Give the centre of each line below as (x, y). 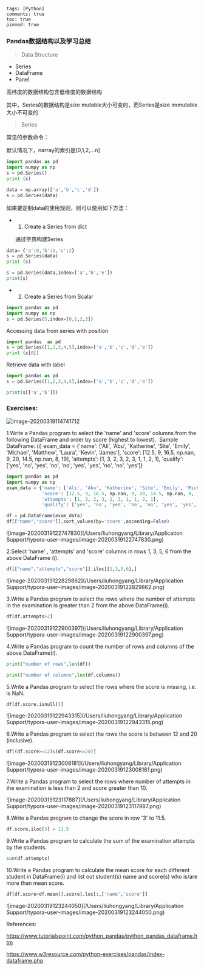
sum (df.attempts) (28, 859)
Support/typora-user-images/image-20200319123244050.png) (86, 912)
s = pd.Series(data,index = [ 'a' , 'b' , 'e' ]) (59, 273)
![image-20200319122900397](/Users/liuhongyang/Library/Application (95, 628)
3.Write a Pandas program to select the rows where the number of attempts (101, 599)
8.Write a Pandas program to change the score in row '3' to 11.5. (86, 818)
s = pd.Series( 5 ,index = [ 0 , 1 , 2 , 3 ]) (50, 319)
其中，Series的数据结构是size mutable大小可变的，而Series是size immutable (102, 105)
